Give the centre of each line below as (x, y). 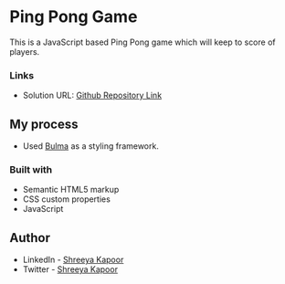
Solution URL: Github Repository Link (92, 95)
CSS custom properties (67, 199)
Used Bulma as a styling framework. (91, 146)
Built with (31, 169)
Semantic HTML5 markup (71, 190)
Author (30, 238)
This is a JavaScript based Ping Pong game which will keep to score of (142, 42)
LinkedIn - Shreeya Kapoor (73, 260)
